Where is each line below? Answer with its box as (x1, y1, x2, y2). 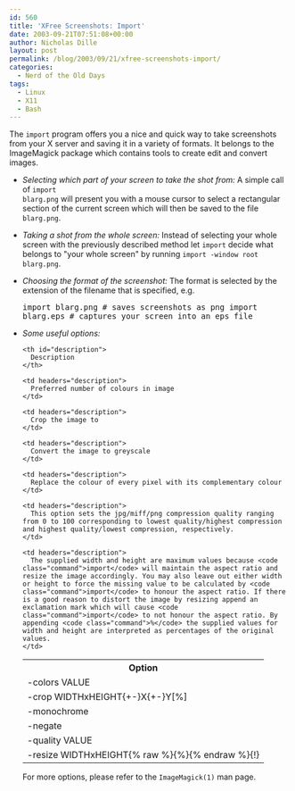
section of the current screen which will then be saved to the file (21, 203, 259, 214)
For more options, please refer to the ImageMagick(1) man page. (21, 771, 257, 782)
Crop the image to (30, 416, 99, 425)
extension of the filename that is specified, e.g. (21, 285, 195, 296)
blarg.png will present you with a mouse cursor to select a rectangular (21, 194, 281, 204)
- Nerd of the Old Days (17, 71, 105, 80)
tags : (9, 79, 29, 88)
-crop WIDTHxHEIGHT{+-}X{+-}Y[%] (26, 691, 188, 704)
